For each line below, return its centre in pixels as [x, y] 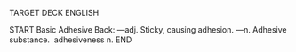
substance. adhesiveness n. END [71, 40]
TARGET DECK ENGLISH [54, 13]
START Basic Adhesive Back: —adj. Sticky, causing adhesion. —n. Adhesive [148, 30]
